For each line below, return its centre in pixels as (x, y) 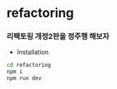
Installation (33, 52)
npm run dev (24, 78)
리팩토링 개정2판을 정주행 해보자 (58, 37)
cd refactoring (29, 65)
